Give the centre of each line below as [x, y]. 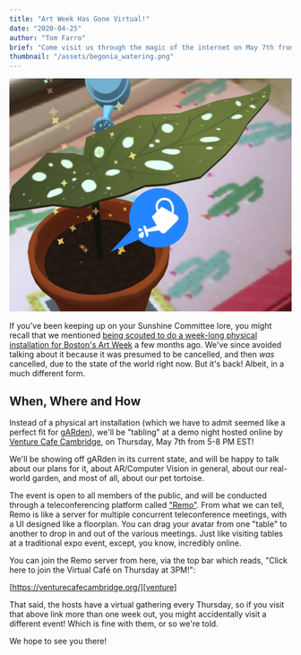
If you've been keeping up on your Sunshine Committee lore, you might [141, 325]
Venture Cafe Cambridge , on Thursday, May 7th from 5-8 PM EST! [132, 442]
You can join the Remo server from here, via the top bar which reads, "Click [149, 561]
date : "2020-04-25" [46, 28]
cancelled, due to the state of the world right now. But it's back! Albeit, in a [147, 364]
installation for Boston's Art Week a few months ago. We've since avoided [146, 344]
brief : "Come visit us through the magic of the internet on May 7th [142, 47]
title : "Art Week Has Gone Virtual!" [80, 19]
